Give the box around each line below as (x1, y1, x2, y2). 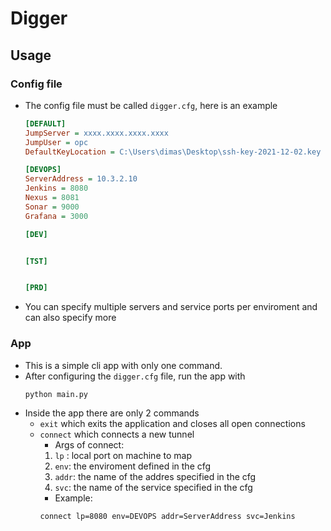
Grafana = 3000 (24, 211, 89, 221)
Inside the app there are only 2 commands (24, 407, 200, 419)
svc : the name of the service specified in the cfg (54, 481, 253, 493)
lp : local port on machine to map (54, 449, 192, 461)
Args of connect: (54, 438, 125, 451)
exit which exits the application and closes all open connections (39, 417, 306, 429)
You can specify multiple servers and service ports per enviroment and (24, 301, 318, 313)
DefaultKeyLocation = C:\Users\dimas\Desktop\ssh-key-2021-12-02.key (24, 147, 322, 157)
